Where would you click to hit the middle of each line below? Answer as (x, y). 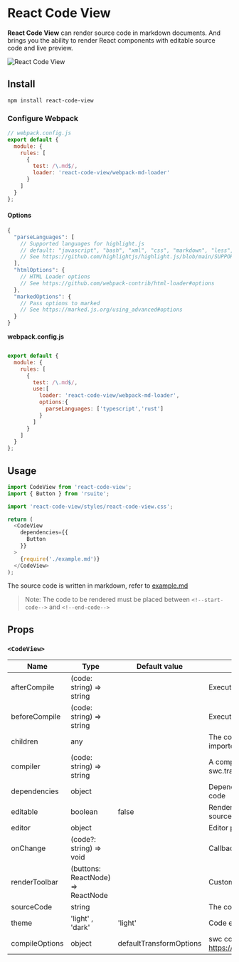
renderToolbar (34, 882)
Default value (160, 667)
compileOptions (37, 943)
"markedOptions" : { (43, 297)
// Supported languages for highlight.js (82, 243)
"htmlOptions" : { (39, 270)
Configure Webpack (43, 118)
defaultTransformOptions (160, 943)
